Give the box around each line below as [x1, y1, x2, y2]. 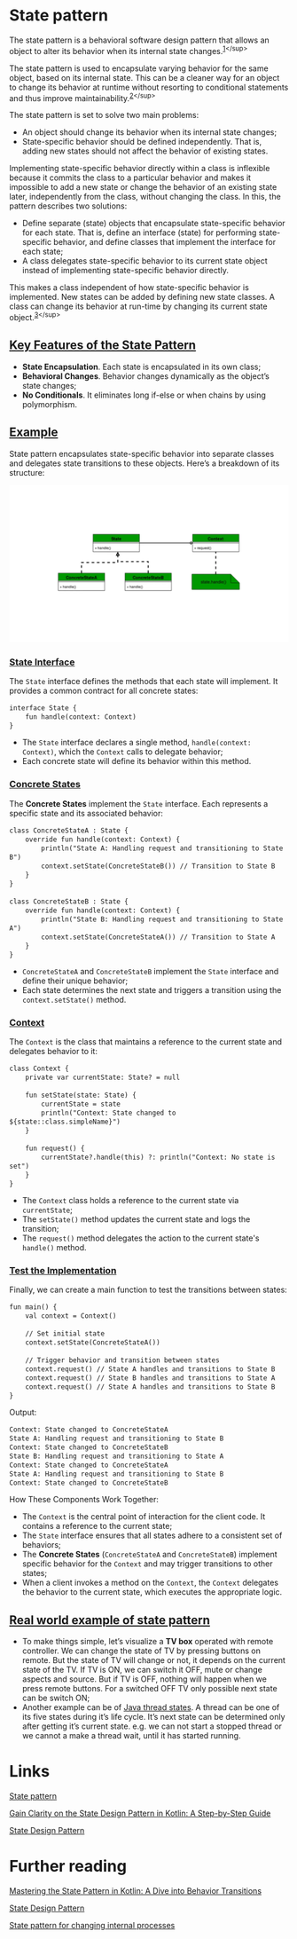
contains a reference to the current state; [21, 1521, 173, 1532]
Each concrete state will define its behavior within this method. [21, 756, 252, 767]
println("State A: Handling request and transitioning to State [41, 844, 284, 853]
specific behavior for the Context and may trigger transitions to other [21, 1558, 273, 1569]
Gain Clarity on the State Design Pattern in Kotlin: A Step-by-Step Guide [9, 1808, 271, 1818]
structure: [9, 467, 45, 477]
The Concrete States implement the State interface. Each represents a [9, 798, 269, 808]
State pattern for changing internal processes [9, 1919, 176, 1930]
